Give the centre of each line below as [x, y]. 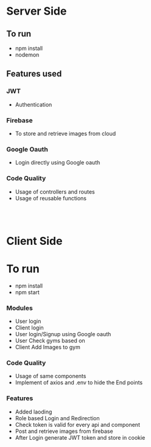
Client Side [34, 241]
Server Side [37, 11]
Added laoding [33, 412]
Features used [34, 74]
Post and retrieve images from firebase [64, 431]
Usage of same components [51, 376]
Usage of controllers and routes [55, 192]
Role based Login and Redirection [58, 418]
